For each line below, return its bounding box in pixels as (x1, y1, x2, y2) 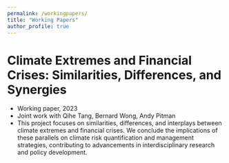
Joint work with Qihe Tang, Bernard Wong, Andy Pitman (17, 111, 176, 120)
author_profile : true (7, 23, 70, 30)
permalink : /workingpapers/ (7, 10, 88, 17)
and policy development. (17, 149, 88, 157)
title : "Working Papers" (7, 17, 79, 23)
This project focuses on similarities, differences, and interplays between (17, 119, 222, 127)
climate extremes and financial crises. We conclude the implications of (17, 127, 219, 135)
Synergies (7, 82, 67, 97)
